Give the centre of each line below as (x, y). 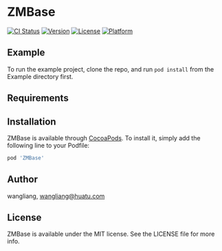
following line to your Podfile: (48, 145)
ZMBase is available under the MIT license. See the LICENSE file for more (111, 234)
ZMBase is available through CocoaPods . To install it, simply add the (104, 138)
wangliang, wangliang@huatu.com (56, 196)
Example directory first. (40, 76)
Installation (32, 121)
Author (22, 179)
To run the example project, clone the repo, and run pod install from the (111, 69)
